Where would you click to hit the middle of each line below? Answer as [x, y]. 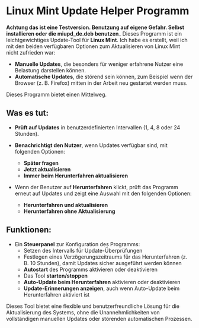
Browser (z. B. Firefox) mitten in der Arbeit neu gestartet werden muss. [101, 83]
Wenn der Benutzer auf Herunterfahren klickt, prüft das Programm [97, 187]
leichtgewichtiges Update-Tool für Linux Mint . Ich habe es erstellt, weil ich [97, 40]
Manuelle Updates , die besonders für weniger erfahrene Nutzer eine [99, 64]
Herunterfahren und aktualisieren [66, 205]
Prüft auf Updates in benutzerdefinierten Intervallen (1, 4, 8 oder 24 [97, 127]
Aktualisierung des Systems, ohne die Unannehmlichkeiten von [83, 312]
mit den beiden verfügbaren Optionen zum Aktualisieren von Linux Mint [93, 46]
